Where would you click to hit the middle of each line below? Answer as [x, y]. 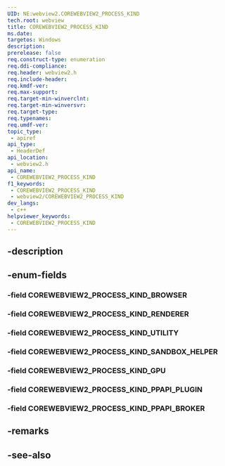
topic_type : [25, 131]
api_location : [28, 158]
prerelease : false [34, 53]
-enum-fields [37, 275]
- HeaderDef [28, 151]
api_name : [22, 170]
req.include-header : [38, 79]
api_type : [22, 145]
